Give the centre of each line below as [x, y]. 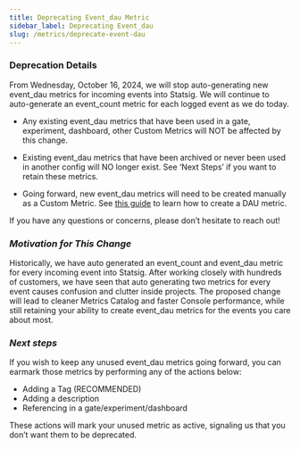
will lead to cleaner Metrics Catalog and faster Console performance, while [147, 301]
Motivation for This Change [71, 244]
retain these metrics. [60, 176]
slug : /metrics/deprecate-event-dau [77, 34]
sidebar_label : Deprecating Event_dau [81, 26]
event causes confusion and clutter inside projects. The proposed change [145, 291]
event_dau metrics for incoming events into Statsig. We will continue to [139, 94]
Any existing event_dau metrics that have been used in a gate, [136, 121]
